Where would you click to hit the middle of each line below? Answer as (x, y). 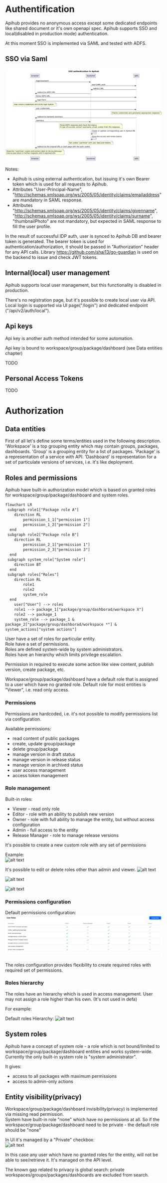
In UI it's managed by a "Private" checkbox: (50, 1140)
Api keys (19, 326)
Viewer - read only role (36, 809)
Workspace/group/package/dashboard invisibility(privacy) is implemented (82, 1109)
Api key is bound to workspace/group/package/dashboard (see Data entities (84, 348)
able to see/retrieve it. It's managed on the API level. (59, 1160)
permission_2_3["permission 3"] (57, 550)
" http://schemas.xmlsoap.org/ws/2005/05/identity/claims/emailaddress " (87, 195)
